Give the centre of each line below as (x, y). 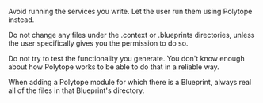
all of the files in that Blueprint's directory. (76, 90)
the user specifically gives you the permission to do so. (98, 43)
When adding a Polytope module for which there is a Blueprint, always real (130, 82)
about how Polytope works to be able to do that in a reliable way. (114, 67)
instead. (21, 20)
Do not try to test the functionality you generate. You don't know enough (126, 59)
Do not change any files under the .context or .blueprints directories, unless (131, 35)
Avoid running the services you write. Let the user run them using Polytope (130, 11)
